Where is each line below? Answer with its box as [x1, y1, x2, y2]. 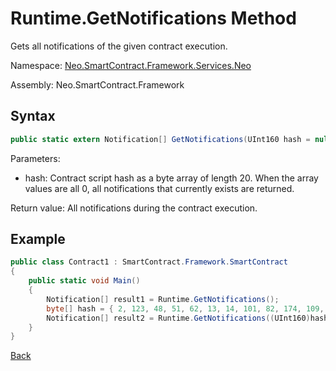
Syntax [10, 108, 56, 125]
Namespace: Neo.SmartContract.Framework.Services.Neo [10, 59, 252, 71]
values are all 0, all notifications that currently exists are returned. [24, 182, 295, 194]
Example [10, 231, 66, 248]
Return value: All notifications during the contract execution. [10, 202, 258, 214]
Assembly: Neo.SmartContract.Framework [10, 78, 185, 91]
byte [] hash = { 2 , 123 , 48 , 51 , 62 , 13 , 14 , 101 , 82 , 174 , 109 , [46, 303, 325, 314]
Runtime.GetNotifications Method [10, 7, 297, 30]
